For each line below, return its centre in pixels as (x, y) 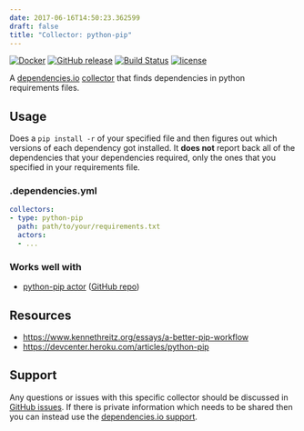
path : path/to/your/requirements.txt (89, 227)
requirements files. (45, 88)
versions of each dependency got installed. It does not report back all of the (152, 148)
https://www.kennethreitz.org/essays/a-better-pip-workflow (135, 336)
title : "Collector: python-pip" (71, 35)
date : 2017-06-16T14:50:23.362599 (75, 18)
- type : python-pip (46, 218)
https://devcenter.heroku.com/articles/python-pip (116, 346)
